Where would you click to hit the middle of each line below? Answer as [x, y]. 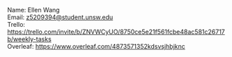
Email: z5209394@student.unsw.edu [60, 17]
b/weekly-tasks [30, 39]
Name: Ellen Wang [34, 10]
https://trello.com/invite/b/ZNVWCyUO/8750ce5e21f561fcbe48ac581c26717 [116, 32]
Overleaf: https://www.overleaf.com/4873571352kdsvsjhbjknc [96, 46]
